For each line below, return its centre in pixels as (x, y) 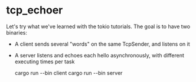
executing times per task (45, 61)
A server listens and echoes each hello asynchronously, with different (99, 55)
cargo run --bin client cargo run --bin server (68, 73)
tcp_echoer (35, 10)
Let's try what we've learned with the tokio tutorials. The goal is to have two (98, 26)
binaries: (17, 32)
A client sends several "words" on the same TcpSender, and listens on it (102, 44)
